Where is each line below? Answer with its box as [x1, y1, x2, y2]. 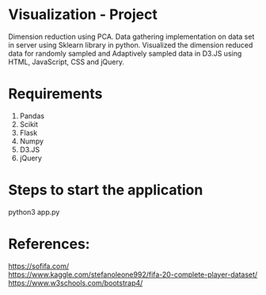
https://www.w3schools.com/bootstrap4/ [8, 278, 143, 287]
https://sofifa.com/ [8, 261, 70, 270]
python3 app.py [8, 207, 60, 216]
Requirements [8, 85, 103, 103]
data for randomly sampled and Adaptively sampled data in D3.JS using [8, 48, 242, 58]
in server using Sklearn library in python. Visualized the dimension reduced [8, 40, 253, 49]
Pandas [19, 111, 45, 121]
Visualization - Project [8, 6, 158, 24]
